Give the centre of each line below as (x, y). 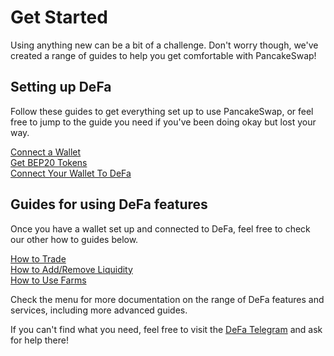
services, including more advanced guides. (99, 310)
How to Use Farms (48, 280)
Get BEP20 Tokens (49, 162)
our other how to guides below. (74, 239)
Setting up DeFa (61, 87)
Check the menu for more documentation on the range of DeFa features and (167, 299)
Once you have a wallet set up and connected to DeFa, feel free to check (160, 228)
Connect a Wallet (46, 152)
